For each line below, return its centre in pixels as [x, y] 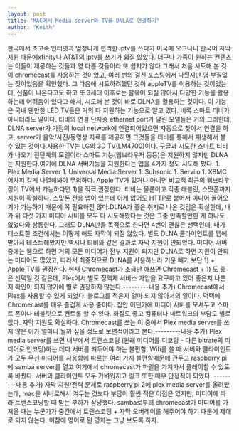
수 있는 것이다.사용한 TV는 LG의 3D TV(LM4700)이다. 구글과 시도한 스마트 [111, 146]
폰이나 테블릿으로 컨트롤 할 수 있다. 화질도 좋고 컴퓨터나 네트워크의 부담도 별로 [123, 314]
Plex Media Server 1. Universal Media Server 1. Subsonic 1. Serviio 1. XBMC [117, 172]
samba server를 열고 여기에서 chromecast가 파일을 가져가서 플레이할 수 [116, 367]
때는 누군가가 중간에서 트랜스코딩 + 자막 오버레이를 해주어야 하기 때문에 [119, 411]
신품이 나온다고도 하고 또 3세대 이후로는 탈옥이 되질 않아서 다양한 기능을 [116, 92]
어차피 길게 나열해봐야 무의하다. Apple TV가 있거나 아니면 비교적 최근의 [106, 180]
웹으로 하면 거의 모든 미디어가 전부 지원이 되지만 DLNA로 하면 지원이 [121, 251]
